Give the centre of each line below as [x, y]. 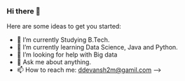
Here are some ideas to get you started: [64, 27]
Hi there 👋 [24, 11]
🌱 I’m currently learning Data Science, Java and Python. [97, 47]
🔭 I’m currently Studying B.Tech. [63, 40]
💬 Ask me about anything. [54, 62]
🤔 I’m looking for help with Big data [67, 54]
